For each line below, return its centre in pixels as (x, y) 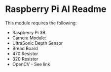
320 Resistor (25, 59)
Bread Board (25, 48)
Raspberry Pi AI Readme (56, 9)
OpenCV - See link (31, 64)
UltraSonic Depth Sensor (37, 43)
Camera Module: (29, 38)
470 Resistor (25, 54)
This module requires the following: (41, 23)
